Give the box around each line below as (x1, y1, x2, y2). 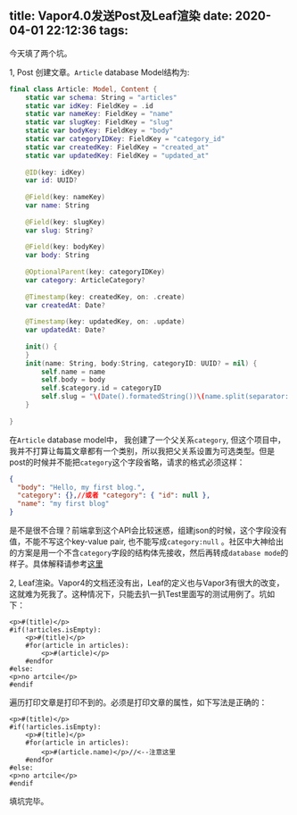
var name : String (25, 201, 90, 210)
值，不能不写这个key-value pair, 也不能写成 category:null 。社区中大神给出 (9, 536, 284, 547)
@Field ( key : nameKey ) (25, 193, 105, 202)
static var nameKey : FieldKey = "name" (25, 110, 174, 119)
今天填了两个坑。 (9, 47, 72, 58)
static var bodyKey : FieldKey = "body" (25, 126, 174, 136)
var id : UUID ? (25, 176, 78, 185)
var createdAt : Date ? (25, 300, 105, 310)
